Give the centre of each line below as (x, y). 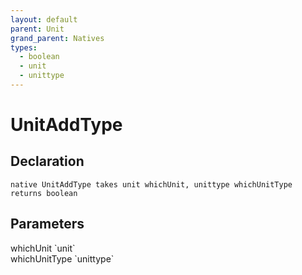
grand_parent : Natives (57, 38)
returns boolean (44, 193)
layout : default (44, 19)
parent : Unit (37, 29)
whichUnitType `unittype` (62, 258)
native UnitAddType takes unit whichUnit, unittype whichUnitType (151, 184)
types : (24, 47)
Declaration (47, 161)
